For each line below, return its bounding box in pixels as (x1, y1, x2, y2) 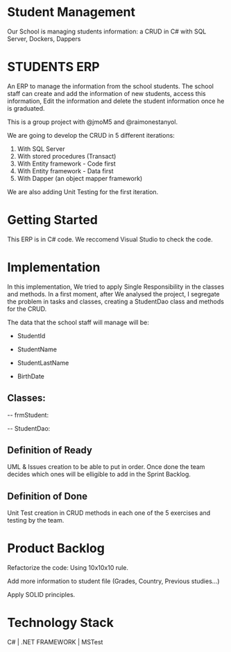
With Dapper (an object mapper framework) (17, 174, 143, 182)
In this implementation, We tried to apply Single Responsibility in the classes (7, 283, 225, 291)
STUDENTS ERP (7, 59, 100, 75)
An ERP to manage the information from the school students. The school (7, 81, 214, 90)
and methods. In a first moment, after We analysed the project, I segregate (7, 289, 220, 298)
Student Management (7, 4, 135, 20)
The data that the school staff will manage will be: (7, 318, 149, 326)
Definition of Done (7, 490, 88, 502)
